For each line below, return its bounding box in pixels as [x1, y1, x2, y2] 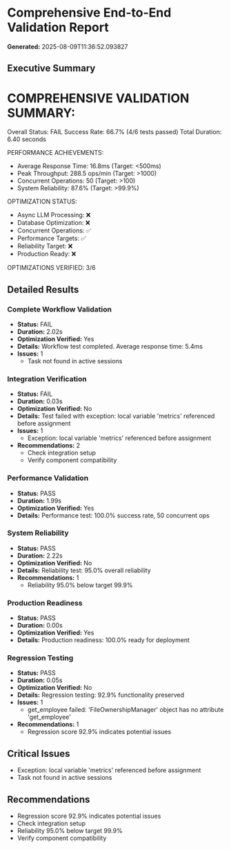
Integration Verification [7, 374, 88, 383]
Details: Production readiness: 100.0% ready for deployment [17, 636, 190, 644]
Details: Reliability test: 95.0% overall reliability [17, 566, 152, 574]
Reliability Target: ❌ [17, 242, 73, 250]
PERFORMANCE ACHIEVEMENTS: [7, 149, 104, 157]
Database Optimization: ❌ [17, 219, 91, 227]
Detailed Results [7, 284, 79, 295]
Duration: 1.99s [17, 496, 62, 504]
